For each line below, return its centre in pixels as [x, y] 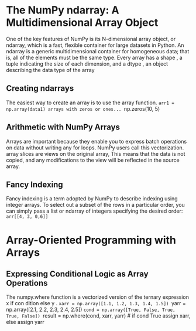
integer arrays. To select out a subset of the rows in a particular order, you [96, 205]
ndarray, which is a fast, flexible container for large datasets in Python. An [95, 45]
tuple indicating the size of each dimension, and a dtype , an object [87, 64]
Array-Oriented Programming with [91, 240]
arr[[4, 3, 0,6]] [27, 217]
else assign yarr [25, 322]
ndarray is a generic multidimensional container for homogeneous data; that [98, 51]
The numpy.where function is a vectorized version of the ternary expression [97, 297]
